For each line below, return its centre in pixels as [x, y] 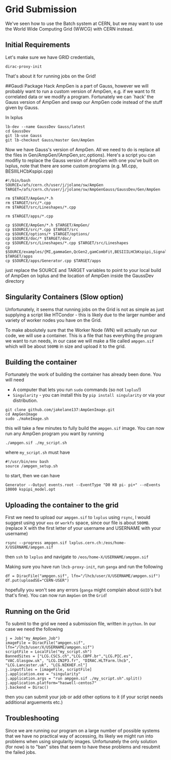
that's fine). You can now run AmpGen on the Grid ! [56, 595]
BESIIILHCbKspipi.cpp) [29, 171]
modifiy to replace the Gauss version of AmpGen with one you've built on [82, 160]
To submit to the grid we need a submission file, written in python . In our [81, 623]
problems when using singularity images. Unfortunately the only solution [81, 741]
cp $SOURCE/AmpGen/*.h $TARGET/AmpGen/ [48, 225]
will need [15, 380]
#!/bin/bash [18, 180]
